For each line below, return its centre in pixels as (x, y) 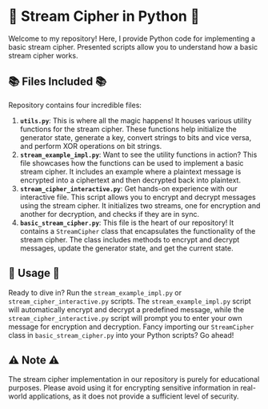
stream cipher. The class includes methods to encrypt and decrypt (130, 239)
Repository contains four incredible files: (75, 105)
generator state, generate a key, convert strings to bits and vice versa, (136, 137)
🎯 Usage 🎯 (34, 273)
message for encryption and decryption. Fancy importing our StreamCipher (131, 327)
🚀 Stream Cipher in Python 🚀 (104, 16)
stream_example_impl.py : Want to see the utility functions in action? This (138, 154)
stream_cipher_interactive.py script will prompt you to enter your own (125, 318)
